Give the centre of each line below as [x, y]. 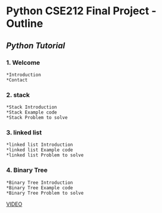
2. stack [18, 95]
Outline [25, 24]
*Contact [17, 80]
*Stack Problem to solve [37, 118]
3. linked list [24, 133]
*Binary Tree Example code [40, 188]
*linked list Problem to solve [45, 155]
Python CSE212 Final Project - [81, 11]
